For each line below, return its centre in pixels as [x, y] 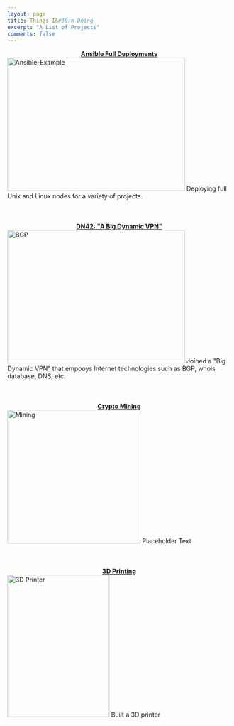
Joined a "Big [206, 361]
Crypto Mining [119, 407]
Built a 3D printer [136, 715]
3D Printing [119, 571]
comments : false [31, 34]
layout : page [27, 14]
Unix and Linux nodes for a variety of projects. [75, 196]
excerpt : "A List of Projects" [54, 27]
